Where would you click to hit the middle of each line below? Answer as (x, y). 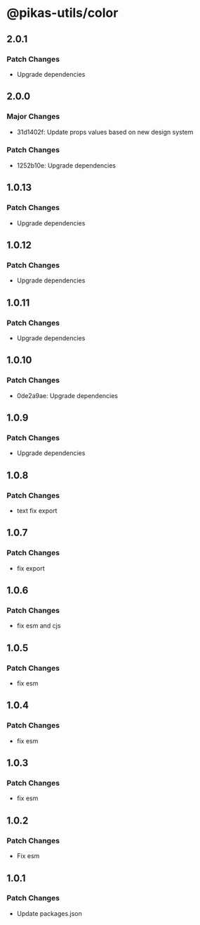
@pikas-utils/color (62, 13)
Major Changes (33, 116)
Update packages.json (49, 913)
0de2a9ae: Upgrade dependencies (67, 395)
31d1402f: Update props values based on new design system (105, 132)
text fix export (37, 510)
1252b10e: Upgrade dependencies (66, 165)
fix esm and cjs (39, 626)
